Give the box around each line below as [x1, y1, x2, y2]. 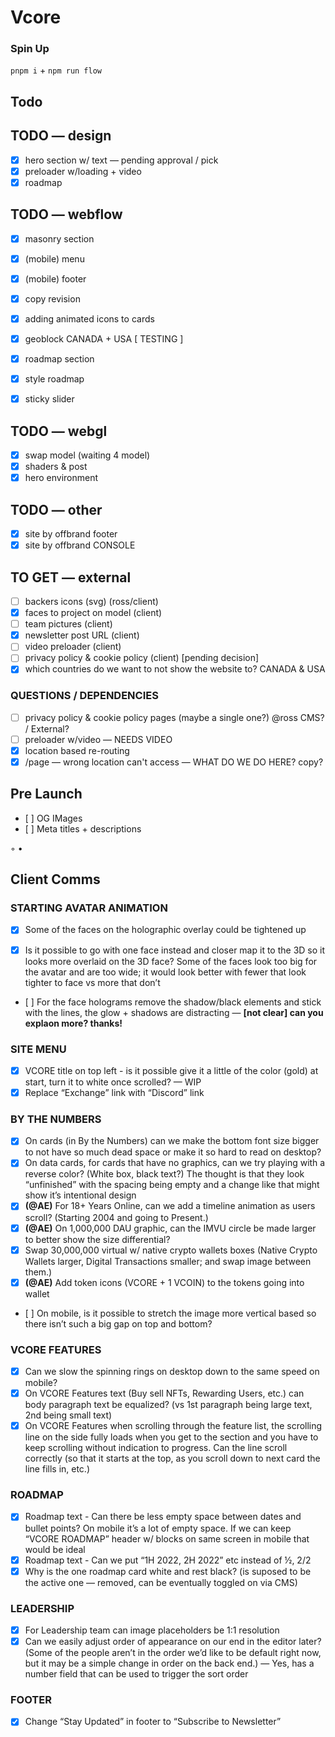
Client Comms [10, 871, 101, 888]
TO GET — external [10, 569, 132, 586]
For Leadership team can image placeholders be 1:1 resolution [24, 1624, 280, 1636]
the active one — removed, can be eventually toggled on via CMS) [24, 1576, 298, 1588]
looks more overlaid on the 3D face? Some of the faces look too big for [24, 955, 318, 967]
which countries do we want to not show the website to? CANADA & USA [24, 663, 326, 675]
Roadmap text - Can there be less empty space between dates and [24, 1511, 302, 1523]
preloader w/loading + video [24, 165, 142, 177]
